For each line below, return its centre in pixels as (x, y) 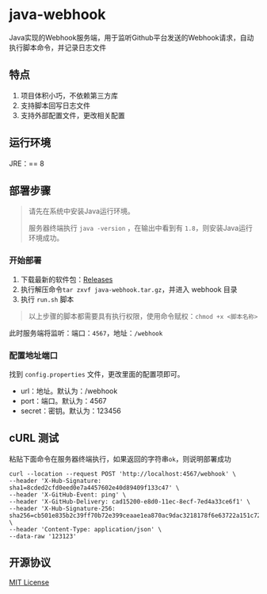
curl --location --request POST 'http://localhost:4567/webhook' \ (123, 473)
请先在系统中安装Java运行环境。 (82, 211)
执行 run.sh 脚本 (47, 299)
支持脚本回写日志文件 (55, 105)
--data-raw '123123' (43, 536)
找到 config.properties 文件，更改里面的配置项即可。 (97, 374)
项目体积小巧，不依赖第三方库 (69, 95)
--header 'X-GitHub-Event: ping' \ (68, 494)
